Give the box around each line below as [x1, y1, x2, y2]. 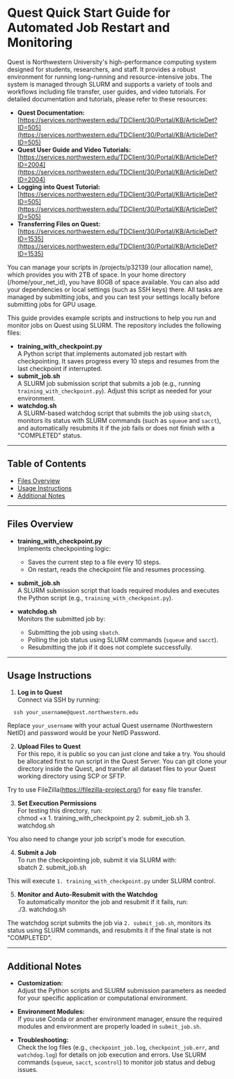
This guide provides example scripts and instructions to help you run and [7, 313, 217, 322]
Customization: [17, 979, 63, 987]
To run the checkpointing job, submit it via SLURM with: [17, 856, 177, 864]
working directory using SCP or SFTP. [17, 772, 127, 781]
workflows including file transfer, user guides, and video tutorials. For [7, 87, 206, 96]
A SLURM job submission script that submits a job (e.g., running [17, 379, 201, 387]
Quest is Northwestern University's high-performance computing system [7, 57, 217, 66]
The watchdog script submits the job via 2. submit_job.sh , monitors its [7, 919, 211, 927]
